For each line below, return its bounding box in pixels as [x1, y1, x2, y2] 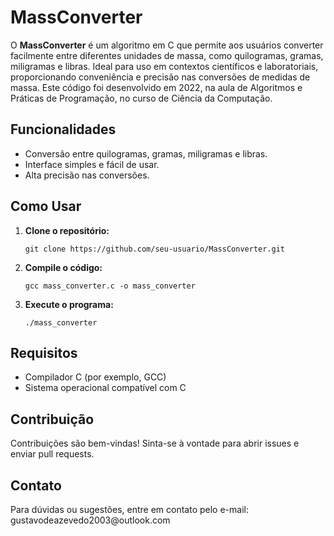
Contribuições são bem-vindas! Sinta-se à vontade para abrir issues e [10, 437, 300, 450]
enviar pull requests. [10, 448, 95, 460]
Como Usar [10, 198, 82, 215]
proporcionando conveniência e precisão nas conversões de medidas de [10, 71, 311, 83]
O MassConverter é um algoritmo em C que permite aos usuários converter [10, 39, 324, 51]
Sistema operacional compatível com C [24, 382, 187, 394]
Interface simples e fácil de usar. [24, 158, 160, 170]
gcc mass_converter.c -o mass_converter [24, 281, 196, 291]
